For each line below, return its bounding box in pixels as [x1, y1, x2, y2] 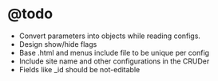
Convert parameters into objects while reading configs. [18, 31, 201, 40]
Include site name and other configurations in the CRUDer [18, 56, 210, 66]
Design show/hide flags [18, 39, 97, 48]
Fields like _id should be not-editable [18, 64, 141, 74]
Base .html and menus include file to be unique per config [18, 48, 209, 57]
